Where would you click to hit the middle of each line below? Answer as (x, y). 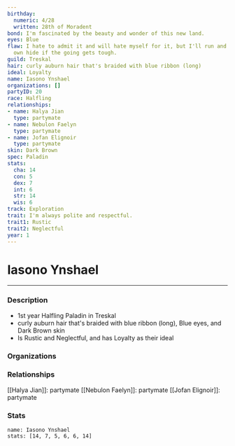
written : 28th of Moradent (53, 27)
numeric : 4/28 (34, 20)
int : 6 (23, 190)
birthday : (22, 14)
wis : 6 (23, 203)
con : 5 (23, 176)
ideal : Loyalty (29, 72)
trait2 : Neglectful (36, 228)
